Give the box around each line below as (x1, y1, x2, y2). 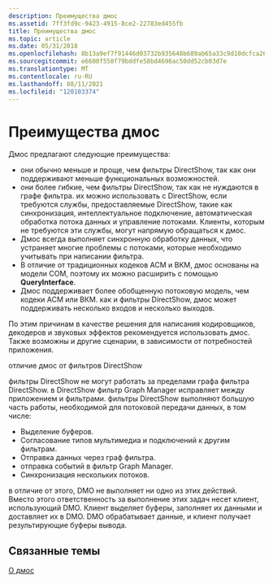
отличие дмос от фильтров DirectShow (8, 361, 143, 371)
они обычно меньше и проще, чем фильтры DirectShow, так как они (19, 165, 256, 175)
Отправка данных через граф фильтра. (19, 453, 156, 463)
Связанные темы (8, 544, 101, 558)
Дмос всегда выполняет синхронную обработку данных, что (19, 234, 233, 244)
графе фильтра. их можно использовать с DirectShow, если (19, 191, 227, 201)
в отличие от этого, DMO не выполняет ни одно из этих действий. (8, 485, 238, 496)
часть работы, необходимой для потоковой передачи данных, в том (8, 402, 246, 412)
